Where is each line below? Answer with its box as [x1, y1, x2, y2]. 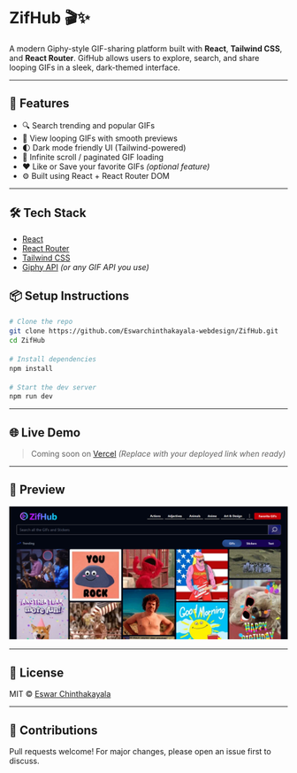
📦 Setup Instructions [9, 288, 130, 303]
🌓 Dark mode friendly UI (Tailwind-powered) [21, 142, 187, 152]
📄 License [9, 665, 65, 680]
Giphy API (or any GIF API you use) [21, 261, 150, 272]
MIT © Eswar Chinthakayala [9, 689, 111, 700]
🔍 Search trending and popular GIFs [21, 120, 156, 130]
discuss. [9, 755, 40, 766]
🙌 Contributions [9, 723, 98, 738]
